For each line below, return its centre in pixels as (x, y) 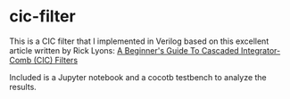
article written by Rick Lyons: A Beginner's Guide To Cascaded (124, 50)
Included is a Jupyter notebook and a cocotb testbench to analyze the (138, 77)
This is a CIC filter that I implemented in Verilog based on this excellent (139, 41)
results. (23, 87)
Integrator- (261, 50)
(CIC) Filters (56, 60)
